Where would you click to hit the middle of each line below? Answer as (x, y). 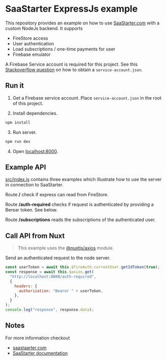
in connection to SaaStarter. (34, 185)
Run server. (25, 132)
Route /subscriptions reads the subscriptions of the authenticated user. (80, 220)
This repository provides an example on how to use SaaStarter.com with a (82, 23)
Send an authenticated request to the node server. (58, 258)
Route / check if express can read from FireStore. (57, 195)
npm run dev (18, 141)
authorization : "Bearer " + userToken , (61, 291)
